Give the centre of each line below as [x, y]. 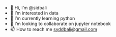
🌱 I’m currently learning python [42, 18]
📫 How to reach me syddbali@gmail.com [54, 29]
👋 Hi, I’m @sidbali [28, 8]
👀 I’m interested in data [34, 13]
